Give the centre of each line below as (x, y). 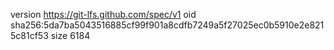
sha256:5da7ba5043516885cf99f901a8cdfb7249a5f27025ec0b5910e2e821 (167, 25)
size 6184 (70, 35)
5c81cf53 (29, 35)
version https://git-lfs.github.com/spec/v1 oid (103, 14)
